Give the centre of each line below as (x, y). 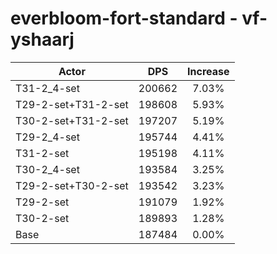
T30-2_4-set (47, 169)
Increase (208, 71)
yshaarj (42, 39)
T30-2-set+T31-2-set (72, 120)
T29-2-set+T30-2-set (72, 185)
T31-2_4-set (47, 88)
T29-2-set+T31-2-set (72, 104)
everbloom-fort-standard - (124, 18)
